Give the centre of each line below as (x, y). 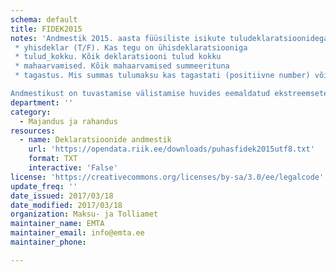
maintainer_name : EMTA (57, 224)
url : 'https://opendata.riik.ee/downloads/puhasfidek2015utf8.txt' (171, 149)
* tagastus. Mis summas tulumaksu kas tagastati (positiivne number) (162, 76)
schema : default (44, 19)
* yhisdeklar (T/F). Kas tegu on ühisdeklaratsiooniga (131, 47)
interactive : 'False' (73, 168)
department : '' (42, 102)
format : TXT (53, 159)
